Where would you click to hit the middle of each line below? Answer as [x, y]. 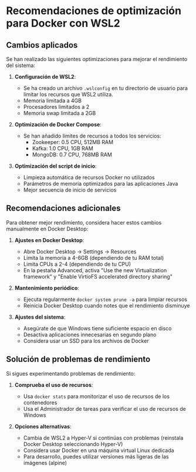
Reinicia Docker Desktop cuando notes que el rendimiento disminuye [107, 305]
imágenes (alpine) [45, 463]
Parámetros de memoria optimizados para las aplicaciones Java [101, 184]
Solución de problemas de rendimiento [78, 359]
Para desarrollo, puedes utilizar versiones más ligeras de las [96, 456]
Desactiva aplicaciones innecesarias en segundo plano [90, 334]
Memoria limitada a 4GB [53, 101]
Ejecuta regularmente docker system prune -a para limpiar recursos [105, 299]
